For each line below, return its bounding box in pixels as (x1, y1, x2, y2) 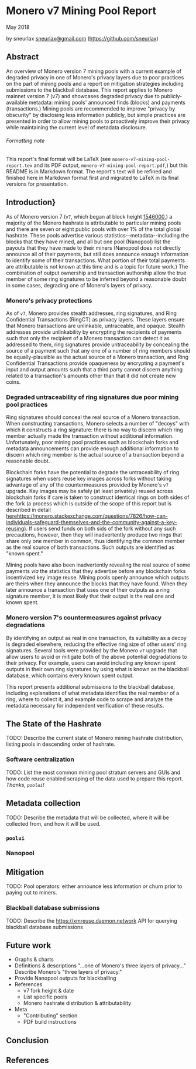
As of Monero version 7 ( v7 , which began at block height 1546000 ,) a (6, 213, 173, 220)
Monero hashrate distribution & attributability (23, 1000, 132, 1007)
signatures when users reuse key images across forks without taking (6, 475, 172, 482)
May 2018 (6, 24, 30, 31)
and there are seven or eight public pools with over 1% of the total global (6, 225, 181, 233)
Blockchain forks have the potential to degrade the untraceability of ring (6, 469, 180, 476)
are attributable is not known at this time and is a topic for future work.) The (6, 263, 188, 270)
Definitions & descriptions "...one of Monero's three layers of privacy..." (14, 962, 186, 969)
